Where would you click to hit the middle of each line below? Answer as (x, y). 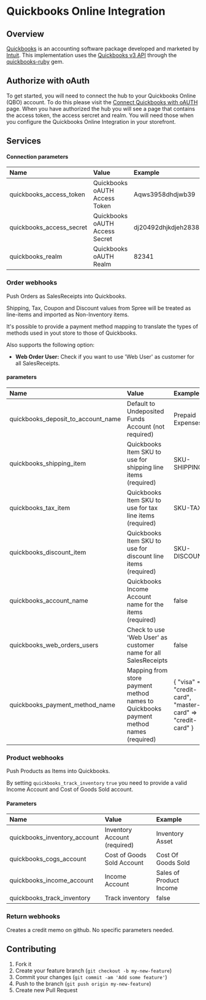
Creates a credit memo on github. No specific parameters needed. (90, 929)
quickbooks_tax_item (40, 508)
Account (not (146, 426)
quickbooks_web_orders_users (54, 645)
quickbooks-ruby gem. (35, 62)
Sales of (168, 873)
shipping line (145, 467)
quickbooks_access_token (48, 194)
